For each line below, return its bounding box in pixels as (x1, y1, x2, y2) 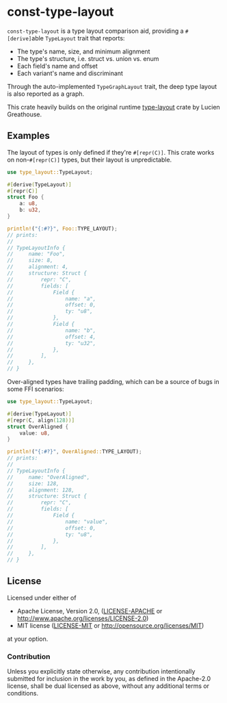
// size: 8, (7, 257, 53, 264)
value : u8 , (19, 429, 51, 437)
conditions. (7, 689, 39, 698)
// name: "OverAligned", (7, 474, 90, 481)
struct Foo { (7, 194, 44, 201)
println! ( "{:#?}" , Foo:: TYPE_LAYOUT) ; (7, 225, 118, 232)
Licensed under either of (7, 593, 77, 602)
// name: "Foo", (7, 251, 66, 257)
